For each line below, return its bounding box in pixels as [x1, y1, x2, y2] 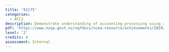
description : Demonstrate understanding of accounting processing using [5, 21, 161, 26]
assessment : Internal [5, 40, 51, 45]
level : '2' [5, 30, 28, 35]
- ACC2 [10, 16, 24, 21]
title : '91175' [5, 7, 37, 12]
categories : [5, 12, 30, 17]
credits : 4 [5, 35, 28, 40]
